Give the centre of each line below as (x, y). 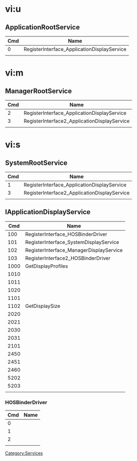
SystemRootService (36, 163)
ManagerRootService (39, 91)
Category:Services (24, 453)
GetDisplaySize (43, 306)
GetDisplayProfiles (47, 266)
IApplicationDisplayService (48, 212)
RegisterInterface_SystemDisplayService (72, 242)
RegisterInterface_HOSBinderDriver (66, 234)
